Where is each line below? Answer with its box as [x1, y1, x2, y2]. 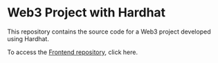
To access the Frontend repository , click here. [7, 48, 138, 56]
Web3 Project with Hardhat [7, 5, 166, 21]
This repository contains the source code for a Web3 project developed [7, 27, 211, 36]
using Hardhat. [7, 34, 50, 42]
